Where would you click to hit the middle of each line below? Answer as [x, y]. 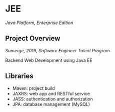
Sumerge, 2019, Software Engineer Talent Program [57, 50]
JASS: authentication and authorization [53, 99]
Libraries [19, 76]
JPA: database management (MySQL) [51, 104]
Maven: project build [33, 88]
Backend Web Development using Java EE [49, 60]
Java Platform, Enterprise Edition [39, 23]
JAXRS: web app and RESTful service [51, 93]
